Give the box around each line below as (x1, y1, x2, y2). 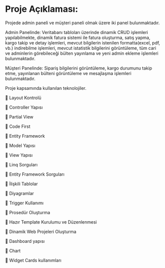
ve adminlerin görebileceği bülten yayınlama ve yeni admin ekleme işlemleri (5, 50, 159, 56)
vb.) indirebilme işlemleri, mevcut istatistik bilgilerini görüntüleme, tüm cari (5, 45, 157, 51)
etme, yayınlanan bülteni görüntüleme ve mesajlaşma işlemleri (5, 70, 132, 76)
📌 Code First (5, 123, 31, 129)
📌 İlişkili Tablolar (5, 181, 38, 187)
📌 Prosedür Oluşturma (5, 209, 50, 215)
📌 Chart (5, 248, 21, 254)
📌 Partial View (5, 114, 34, 119)
